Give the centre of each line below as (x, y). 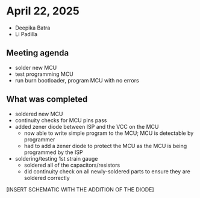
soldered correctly (47, 178)
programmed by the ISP (53, 152)
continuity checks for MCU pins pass (61, 120)
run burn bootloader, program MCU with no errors (77, 80)
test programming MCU (44, 74)
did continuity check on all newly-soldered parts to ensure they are (107, 171)
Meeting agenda (38, 53)
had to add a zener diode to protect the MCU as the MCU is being (105, 146)
